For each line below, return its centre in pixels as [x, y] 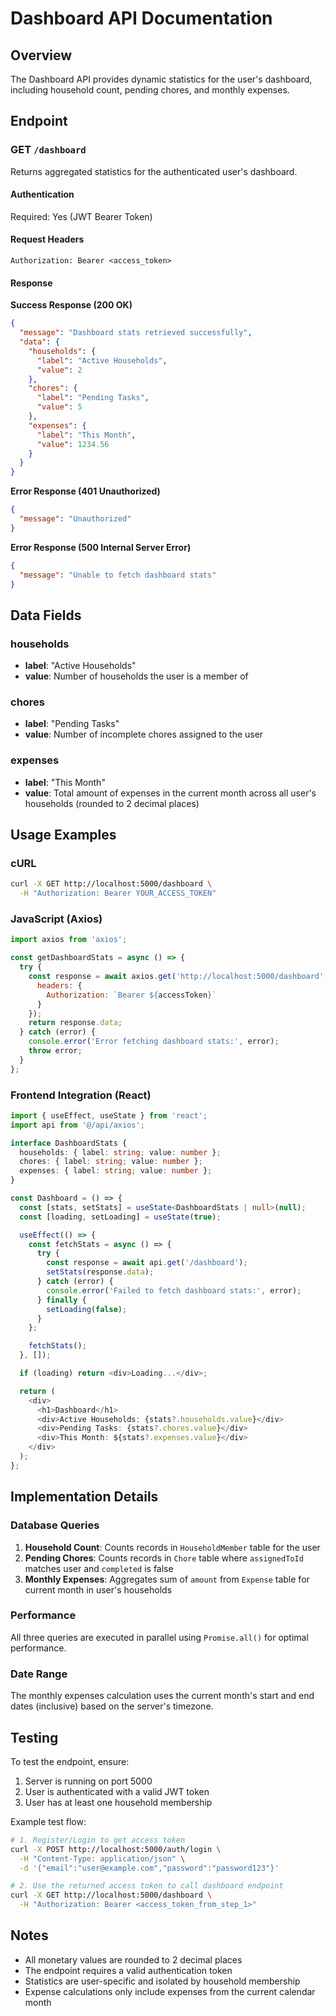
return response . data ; [75, 1023]
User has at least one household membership [118, 1802]
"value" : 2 [59, 370]
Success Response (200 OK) [71, 305]
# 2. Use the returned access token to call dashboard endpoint [147, 1886]
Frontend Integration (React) [81, 1095]
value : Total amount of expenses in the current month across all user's [170, 793]
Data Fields [46, 615]
